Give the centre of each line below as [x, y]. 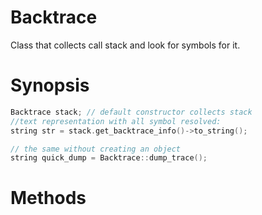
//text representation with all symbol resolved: [116, 121]
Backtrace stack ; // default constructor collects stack [131, 112]
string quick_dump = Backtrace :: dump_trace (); [109, 158]
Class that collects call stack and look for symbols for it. [125, 45]
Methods [48, 198]
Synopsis [50, 85]
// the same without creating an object [96, 149]
